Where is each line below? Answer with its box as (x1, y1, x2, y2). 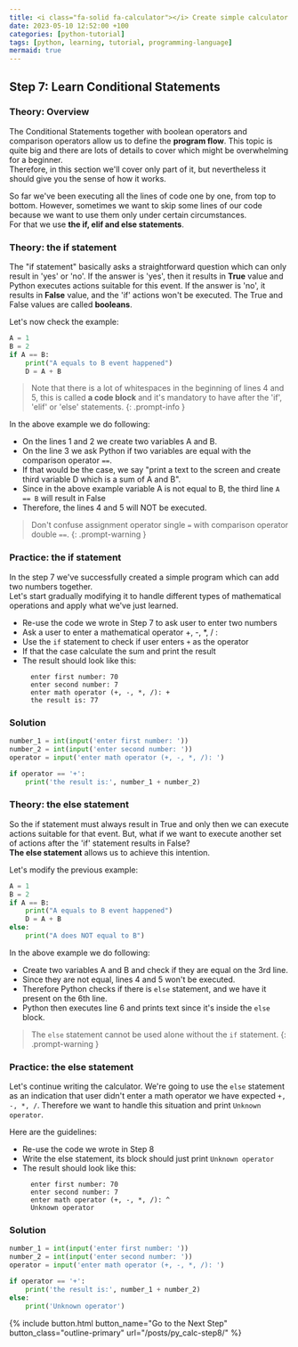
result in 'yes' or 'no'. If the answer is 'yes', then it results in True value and (9, 271, 284, 281)
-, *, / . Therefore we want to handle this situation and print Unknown (9, 1100, 262, 1111)
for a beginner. (9, 154, 64, 165)
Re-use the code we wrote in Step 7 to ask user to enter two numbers (21, 617, 278, 628)
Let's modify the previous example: (9, 864, 139, 875)
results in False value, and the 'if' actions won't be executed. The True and (9, 290, 283, 301)
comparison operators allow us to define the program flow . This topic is (9, 135, 273, 146)
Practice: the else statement (9, 1060, 134, 1073)
